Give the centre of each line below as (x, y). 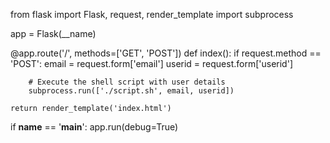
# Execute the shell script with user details (127, 82)
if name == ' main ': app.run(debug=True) (94, 127)
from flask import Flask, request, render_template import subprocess (152, 14)
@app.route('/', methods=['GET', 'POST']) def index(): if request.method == (166, 53)
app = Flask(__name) (53, 33)
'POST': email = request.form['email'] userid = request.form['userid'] (151, 63)
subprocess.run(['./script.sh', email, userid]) (131, 91)
